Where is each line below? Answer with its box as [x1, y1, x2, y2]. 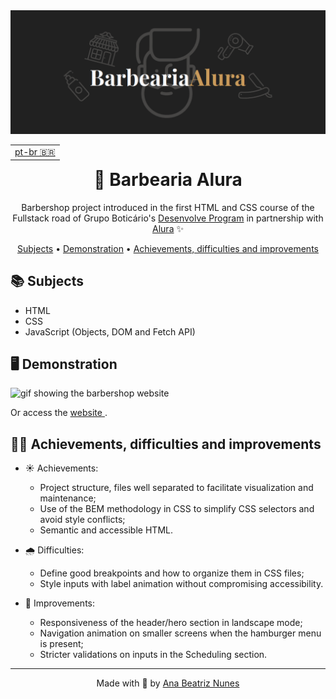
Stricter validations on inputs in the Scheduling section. [39, 649, 268, 661]
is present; [39, 638, 84, 650]
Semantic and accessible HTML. [39, 524, 173, 536]
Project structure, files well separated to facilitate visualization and [39, 482, 314, 494]
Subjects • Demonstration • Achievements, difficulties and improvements [17, 242, 319, 254]
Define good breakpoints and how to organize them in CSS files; [39, 567, 305, 579]
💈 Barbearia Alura [93, 169, 243, 191]
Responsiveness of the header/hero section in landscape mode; [39, 617, 303, 629]
